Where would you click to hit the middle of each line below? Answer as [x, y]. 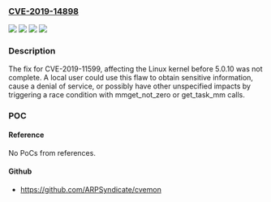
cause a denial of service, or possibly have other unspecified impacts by [130, 86]
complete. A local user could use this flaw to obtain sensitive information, [131, 77]
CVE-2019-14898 [44, 11]
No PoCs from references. [52, 153]
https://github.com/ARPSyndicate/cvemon [91, 189]
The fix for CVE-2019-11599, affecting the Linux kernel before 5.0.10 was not [135, 69]
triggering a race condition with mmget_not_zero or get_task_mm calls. [127, 94]
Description [32, 51]
